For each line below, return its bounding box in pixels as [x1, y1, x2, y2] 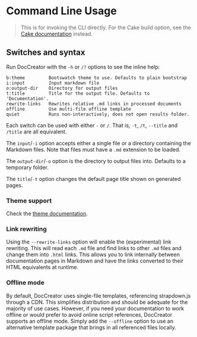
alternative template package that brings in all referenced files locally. [6, 323, 177, 331]
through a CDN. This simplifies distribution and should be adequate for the [6, 298, 188, 305]
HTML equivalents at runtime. [6, 264, 79, 271]
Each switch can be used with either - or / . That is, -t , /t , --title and [6, 121, 178, 129]
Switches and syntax [6, 48, 85, 58]
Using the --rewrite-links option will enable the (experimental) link [6, 238, 172, 245]
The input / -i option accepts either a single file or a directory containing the [6, 139, 191, 146]
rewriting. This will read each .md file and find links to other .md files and [6, 245, 182, 252]
